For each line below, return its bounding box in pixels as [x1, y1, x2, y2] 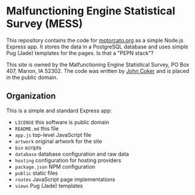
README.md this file [14, 124, 59, 132]
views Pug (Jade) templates [14, 182, 83, 189]
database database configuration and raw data [14, 150, 129, 157]
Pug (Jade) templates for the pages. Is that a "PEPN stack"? [6, 49, 154, 56]
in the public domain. [6, 74, 58, 81]
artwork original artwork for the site [14, 138, 103, 145]
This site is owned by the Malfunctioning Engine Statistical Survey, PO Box [6, 61, 190, 68]
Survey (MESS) [6, 17, 83, 31]
